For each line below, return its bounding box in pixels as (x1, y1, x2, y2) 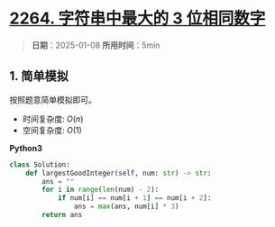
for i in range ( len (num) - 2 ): (41, 186, 160, 195)
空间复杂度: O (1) (22, 124, 83, 135)
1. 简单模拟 (9, 68, 69, 84)
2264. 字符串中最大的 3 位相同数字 (9, 8, 266, 29)
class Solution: (9, 159, 70, 169)
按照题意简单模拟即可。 (9, 94, 96, 104)
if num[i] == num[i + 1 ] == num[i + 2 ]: (57, 194, 212, 203)
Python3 (9, 142, 42, 153)
